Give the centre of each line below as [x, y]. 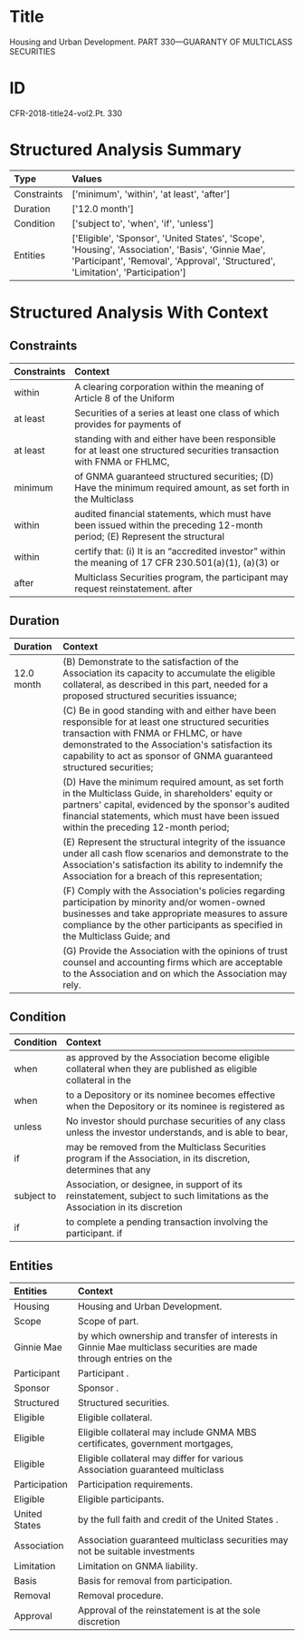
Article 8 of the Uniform [124, 398]
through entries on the [125, 1359]
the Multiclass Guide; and [117, 936]
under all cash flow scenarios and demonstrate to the [176, 853]
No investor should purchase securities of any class [176, 1121]
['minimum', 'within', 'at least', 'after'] [151, 194]
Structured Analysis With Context [139, 312]
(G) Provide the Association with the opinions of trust [175, 951]
